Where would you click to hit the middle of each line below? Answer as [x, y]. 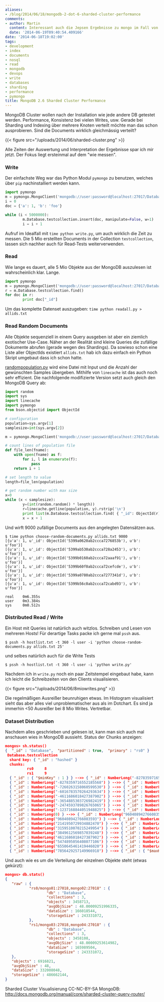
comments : [15, 19]
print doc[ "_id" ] [40, 300]
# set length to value [28, 477]
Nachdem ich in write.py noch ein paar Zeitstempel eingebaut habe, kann [79, 674]
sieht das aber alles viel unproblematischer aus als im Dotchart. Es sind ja [79, 703]
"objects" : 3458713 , [69, 902]
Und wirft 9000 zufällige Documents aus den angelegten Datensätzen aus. [80, 527]
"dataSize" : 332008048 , [37, 970]
